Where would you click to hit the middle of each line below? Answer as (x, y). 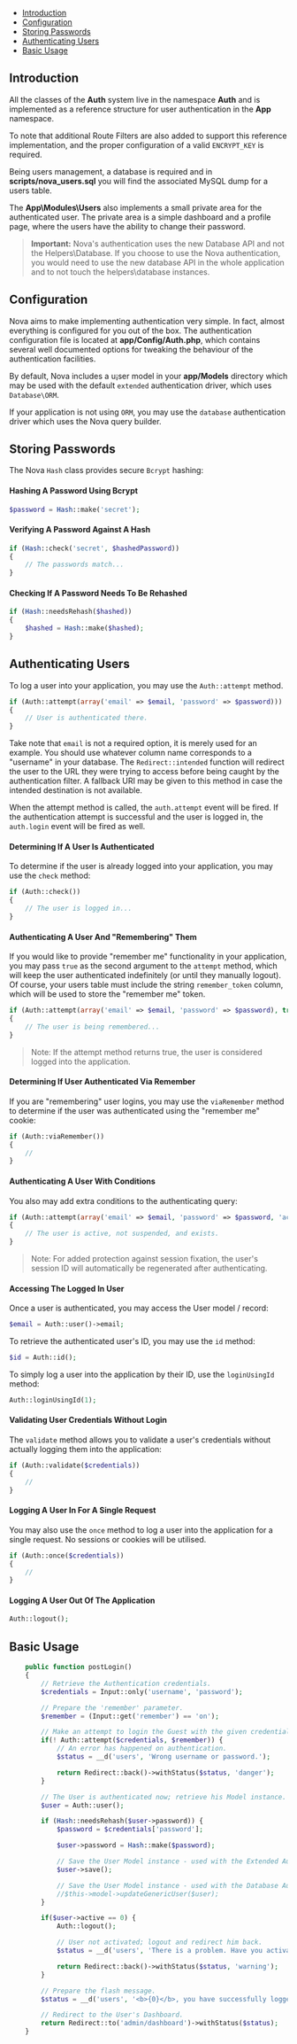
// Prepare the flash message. (99, 1991)
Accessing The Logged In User (67, 1288)
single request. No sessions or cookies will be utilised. (108, 1539)
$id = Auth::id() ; (43, 1358)
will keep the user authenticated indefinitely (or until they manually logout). (145, 975)
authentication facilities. (53, 359)
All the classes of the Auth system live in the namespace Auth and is (135, 99)
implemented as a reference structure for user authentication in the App (140, 109)
